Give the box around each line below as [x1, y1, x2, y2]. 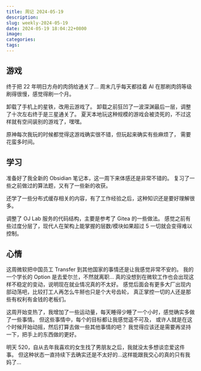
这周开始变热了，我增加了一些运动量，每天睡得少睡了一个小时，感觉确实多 [6, 309, 190, 316]
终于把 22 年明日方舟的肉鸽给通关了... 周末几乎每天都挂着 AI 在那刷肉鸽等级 [6, 83, 193, 90]
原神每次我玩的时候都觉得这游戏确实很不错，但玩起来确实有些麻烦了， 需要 [6, 130, 191, 138]
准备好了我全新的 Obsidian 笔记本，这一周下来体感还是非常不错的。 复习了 [6, 174, 190, 181]
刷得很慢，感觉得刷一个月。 [6, 90, 75, 98]
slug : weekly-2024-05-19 [6, 20, 68, 26]
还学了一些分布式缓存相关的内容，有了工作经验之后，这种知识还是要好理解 [6, 194, 190, 202]
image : [6, 31, 23, 37]
